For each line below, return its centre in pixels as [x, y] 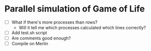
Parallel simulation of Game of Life [75, 9]
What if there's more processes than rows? [54, 22]
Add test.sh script [29, 33]
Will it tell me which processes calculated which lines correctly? [82, 28]
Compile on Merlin [30, 44]
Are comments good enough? [41, 38]
